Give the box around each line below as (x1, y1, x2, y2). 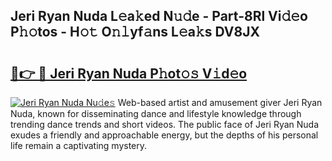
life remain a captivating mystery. (10, 140, 148, 151)
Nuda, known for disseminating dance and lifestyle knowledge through (10, 108, 302, 119)
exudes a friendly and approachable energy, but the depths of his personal (10, 129, 319, 141)
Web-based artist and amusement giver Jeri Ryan (117, 97, 323, 108)
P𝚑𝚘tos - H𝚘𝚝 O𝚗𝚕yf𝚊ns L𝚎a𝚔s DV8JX (10, 24, 260, 41)
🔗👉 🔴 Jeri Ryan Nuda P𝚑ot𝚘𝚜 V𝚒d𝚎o (10, 65, 248, 82)
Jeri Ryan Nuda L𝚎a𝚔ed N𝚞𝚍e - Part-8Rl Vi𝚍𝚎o (10, 8, 308, 25)
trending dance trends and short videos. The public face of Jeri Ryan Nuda (10, 119, 320, 130)
